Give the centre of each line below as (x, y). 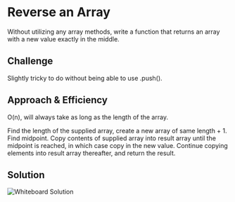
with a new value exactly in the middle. (63, 39)
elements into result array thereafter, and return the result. (91, 153)
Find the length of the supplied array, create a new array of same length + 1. (117, 130)
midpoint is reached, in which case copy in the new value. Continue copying (118, 145)
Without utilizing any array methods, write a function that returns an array (114, 32)
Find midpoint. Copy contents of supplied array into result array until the (112, 138)
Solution (26, 175)
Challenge (30, 61)
